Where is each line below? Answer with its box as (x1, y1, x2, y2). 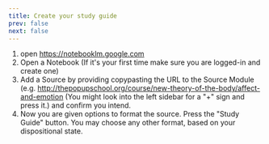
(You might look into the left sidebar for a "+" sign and (65, 92, 245, 102)
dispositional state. (19, 126, 83, 136)
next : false (8, 27, 48, 35)
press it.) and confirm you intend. (19, 100, 132, 110)
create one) (19, 66, 59, 76)
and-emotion (19, 92, 64, 102)
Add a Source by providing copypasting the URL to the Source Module (19, 74, 254, 85)
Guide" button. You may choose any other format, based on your (19, 118, 236, 128)
